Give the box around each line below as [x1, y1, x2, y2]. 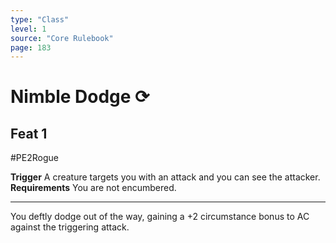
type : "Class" [10, 14, 70, 25]
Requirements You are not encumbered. [10, 182, 177, 194]
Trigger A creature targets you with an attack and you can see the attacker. [10, 171, 321, 183]
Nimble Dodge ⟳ [10, 86, 150, 108]
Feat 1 [10, 125, 48, 142]
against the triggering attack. [10, 221, 130, 233]
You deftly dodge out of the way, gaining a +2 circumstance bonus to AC [10, 211, 310, 223]
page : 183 [10, 42, 52, 53]
